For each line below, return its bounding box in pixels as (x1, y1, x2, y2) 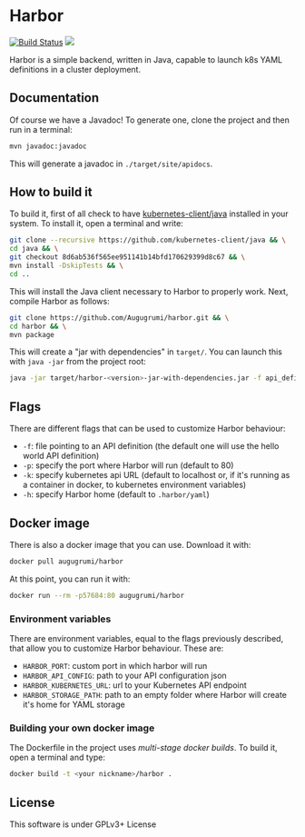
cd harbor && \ (9, 322, 67, 331)
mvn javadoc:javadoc (9, 142, 88, 151)
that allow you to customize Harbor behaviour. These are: (9, 643, 224, 653)
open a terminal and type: (9, 752, 106, 763)
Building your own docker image (9, 722, 155, 734)
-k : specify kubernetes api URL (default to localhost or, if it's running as (22, 470, 290, 481)
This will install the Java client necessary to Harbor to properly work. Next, (9, 285, 289, 296)
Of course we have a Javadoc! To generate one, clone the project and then (9, 115, 290, 125)
